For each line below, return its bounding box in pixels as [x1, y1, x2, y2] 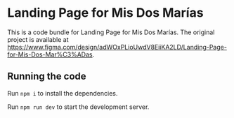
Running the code [7, 71, 86, 82]
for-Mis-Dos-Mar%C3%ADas [7, 50, 93, 59]
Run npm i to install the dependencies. [7, 89, 118, 97]
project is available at [7, 35, 69, 43]
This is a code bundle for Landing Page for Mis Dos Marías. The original [7, 28, 215, 36]
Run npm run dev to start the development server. [7, 103, 150, 111]
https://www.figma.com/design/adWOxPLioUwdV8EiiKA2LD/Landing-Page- [7, 43, 227, 51]
